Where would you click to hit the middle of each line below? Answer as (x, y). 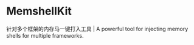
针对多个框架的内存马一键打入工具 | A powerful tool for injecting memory (97, 29)
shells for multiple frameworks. (45, 35)
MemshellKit (39, 11)
